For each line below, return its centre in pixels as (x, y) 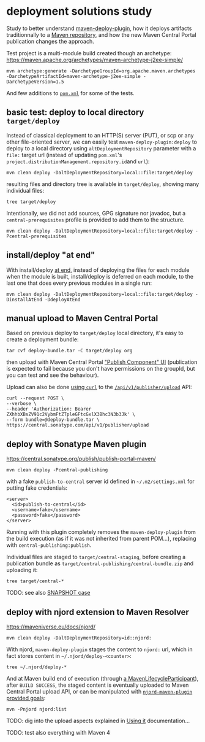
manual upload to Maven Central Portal (82, 318)
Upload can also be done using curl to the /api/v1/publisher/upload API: (99, 387)
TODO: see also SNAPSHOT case (48, 593)
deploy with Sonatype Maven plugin (76, 444)
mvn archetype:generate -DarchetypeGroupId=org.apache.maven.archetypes (101, 71)
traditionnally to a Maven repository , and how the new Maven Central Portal (102, 34)
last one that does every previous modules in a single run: (79, 283)
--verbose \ (21, 404)
